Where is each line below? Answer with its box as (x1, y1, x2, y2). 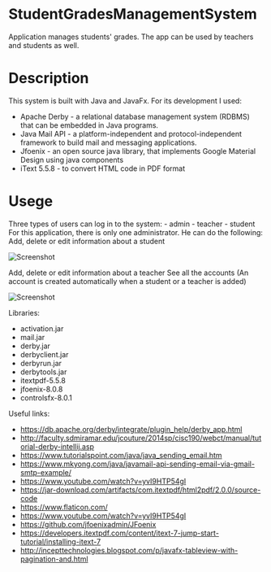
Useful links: (8, 408, 50, 418)
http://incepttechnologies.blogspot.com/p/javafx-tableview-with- (19, 545, 239, 555)
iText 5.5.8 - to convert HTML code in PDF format (19, 164, 186, 173)
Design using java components (19, 155, 124, 164)
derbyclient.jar (19, 349, 69, 359)
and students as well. (8, 40, 80, 50)
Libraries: (8, 308, 41, 317)
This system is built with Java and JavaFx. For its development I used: (8, 95, 242, 106)
